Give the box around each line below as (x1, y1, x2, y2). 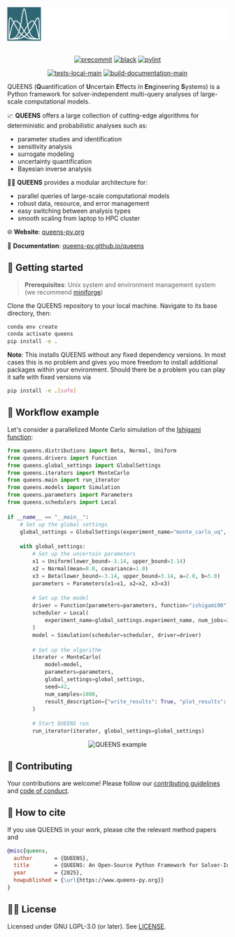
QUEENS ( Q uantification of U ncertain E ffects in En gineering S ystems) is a (7, 82, 220, 90)
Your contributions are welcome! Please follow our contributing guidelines (7, 779, 220, 787)
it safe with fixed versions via (7, 373, 92, 381)
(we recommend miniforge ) (24, 288, 104, 296)
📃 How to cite (7, 807, 66, 819)
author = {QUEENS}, (13, 854, 90, 861)
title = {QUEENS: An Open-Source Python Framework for (13, 862, 199, 869)
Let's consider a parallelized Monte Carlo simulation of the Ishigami (7, 425, 201, 433)
